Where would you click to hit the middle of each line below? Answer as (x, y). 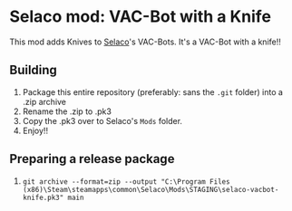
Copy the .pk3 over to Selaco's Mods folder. (102, 120)
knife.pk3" (43, 197)
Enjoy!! (35, 130)
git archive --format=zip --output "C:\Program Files (126, 182)
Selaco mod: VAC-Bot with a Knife (141, 17)
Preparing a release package (92, 159)
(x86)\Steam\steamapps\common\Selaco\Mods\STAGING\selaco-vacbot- (151, 189)
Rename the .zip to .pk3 (67, 111)
